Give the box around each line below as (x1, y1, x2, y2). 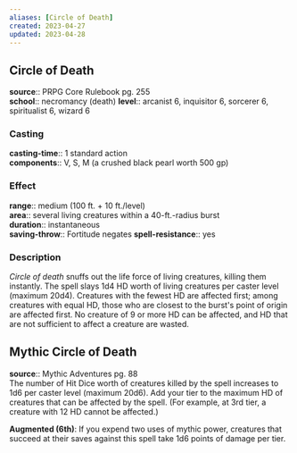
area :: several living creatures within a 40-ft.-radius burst (9, 209, 220, 220)
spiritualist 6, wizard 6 (9, 105, 91, 116)
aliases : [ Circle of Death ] (9, 13, 114, 22)
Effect (9, 180, 37, 192)
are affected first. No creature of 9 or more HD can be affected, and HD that (9, 309, 288, 320)
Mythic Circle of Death (9, 345, 137, 360)
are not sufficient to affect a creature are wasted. (9, 319, 190, 330)
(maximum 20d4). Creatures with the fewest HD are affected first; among (9, 290, 278, 301)
